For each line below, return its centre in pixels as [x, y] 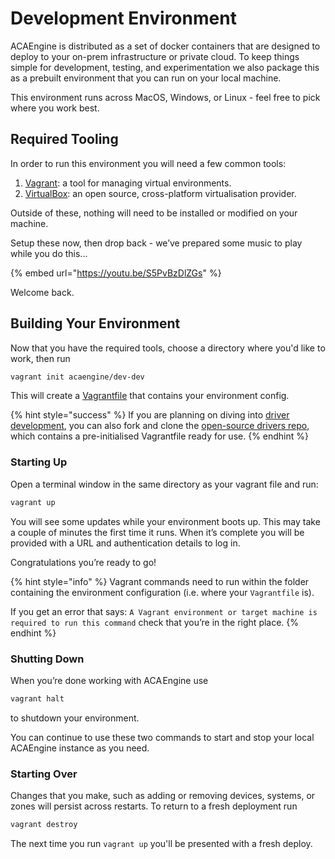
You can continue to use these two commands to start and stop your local [162, 737]
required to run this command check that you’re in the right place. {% [155, 622]
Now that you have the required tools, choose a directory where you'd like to [168, 348]
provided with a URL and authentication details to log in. [125, 543]
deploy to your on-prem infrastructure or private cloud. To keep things [155, 56]
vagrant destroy [44, 825]
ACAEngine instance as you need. [80, 748]
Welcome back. [42, 292]
